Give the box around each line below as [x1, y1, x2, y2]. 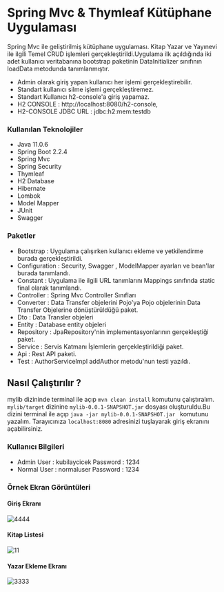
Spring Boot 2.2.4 [17, 147, 68, 156]
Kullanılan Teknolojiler [7, 124, 83, 134]
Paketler [7, 231, 36, 241]
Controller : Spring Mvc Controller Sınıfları [17, 290, 136, 299]
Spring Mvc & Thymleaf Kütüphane [7, 5, 212, 21]
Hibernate [17, 185, 46, 193]
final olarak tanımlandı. [17, 284, 82, 292]
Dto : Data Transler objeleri [17, 313, 94, 321]
